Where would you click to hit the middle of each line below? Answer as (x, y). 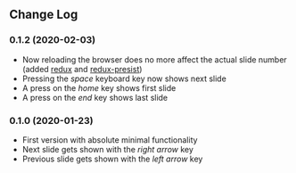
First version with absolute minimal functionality (110, 140)
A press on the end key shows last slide (95, 97)
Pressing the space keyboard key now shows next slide (124, 78)
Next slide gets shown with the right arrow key (108, 149)
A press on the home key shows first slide (99, 87)
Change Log (44, 15)
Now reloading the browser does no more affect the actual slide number (154, 59)
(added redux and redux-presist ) (82, 69)
